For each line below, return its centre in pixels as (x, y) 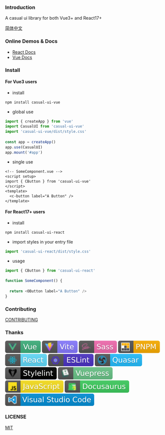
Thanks (14, 333)
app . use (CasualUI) (24, 147)
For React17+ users (25, 212)
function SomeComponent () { (34, 281)
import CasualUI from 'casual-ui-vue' (45, 126)
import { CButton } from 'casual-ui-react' (50, 270)
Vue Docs (22, 57)
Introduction (20, 7)
